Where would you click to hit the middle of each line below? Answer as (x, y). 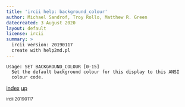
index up (17, 88)
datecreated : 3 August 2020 (41, 23)
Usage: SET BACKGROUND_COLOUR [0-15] (53, 67)
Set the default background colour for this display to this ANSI (95, 72)
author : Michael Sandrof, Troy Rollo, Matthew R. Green (77, 17)
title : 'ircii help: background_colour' (57, 12)
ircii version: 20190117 (42, 45)
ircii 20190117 (20, 99)
